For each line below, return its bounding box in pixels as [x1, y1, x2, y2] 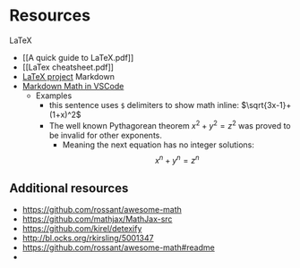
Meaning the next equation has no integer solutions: [62, 139, 255, 150]
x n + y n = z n [155, 153, 200, 165]
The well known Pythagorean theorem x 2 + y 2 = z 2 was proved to [48, 118, 291, 130]
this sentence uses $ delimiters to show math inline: [48, 99, 240, 110]
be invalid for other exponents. [48, 130, 163, 140]
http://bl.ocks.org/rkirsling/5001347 [21, 233, 154, 244]
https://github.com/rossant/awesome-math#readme [21, 242, 215, 253]
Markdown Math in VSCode [21, 80, 124, 91]
